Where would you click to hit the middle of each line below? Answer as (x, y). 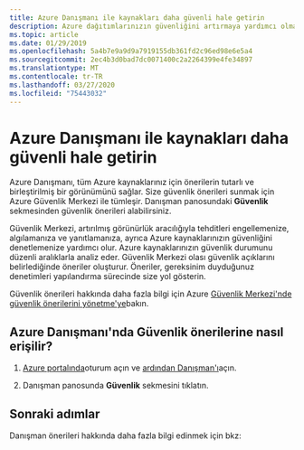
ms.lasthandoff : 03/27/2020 (62, 85)
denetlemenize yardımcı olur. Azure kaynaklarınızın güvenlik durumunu (141, 248)
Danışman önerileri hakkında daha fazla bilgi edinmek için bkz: (125, 436)
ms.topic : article (44, 34)
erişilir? (31, 346)
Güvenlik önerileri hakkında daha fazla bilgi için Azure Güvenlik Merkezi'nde (151, 294)
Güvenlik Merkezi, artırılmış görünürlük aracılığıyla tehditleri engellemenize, (149, 229)
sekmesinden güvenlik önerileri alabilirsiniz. (90, 211)
